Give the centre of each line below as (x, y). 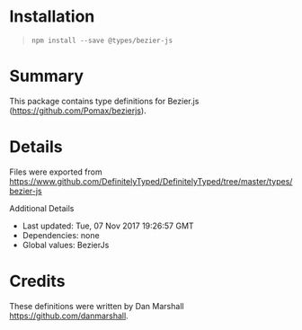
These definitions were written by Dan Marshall (97, 306)
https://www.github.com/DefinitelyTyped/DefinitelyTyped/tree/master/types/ (151, 181)
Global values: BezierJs (66, 245)
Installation (52, 17)
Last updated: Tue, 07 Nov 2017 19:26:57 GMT (108, 226)
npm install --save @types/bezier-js (102, 40)
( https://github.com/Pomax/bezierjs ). (78, 111)
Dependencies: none (61, 235)
